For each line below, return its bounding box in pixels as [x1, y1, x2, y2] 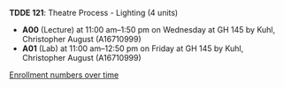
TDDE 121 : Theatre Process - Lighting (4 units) [9, 8, 179, 18]
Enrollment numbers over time [9, 70, 119, 80]
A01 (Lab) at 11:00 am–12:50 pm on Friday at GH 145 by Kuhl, [21, 43, 244, 54]
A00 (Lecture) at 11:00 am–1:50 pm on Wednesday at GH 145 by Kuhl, [21, 25, 276, 34]
